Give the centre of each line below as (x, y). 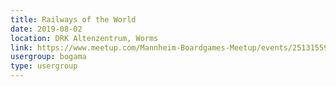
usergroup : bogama (48, 57)
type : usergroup (44, 66)
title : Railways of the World (73, 19)
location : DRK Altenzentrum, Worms (84, 38)
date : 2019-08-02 (46, 29)
